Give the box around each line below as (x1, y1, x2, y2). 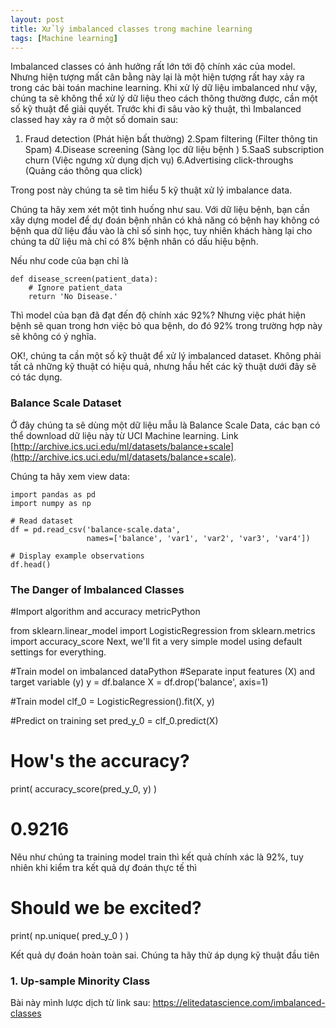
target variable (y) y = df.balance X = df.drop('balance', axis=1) (10, 676, 269, 688)
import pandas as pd (10, 489, 97, 500)
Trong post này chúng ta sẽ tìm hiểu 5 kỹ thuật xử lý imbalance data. (10, 184, 293, 196)
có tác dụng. (10, 371, 63, 383)
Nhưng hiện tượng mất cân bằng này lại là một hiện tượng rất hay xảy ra (10, 71, 305, 83)
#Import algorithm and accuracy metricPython (10, 605, 201, 617)
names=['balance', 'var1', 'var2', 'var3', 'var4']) (86, 533, 311, 543)
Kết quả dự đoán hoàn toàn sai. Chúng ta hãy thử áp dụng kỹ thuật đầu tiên (10, 949, 320, 961)
